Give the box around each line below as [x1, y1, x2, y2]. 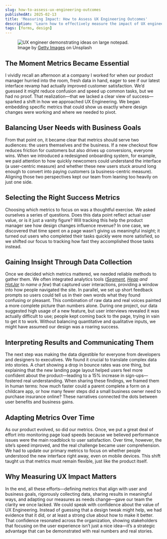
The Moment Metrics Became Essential [5, 59, 129, 68]
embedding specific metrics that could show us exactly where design [5, 104, 148, 110]
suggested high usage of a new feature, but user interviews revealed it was [5, 308, 160, 314]
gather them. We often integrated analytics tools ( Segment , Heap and [5, 276, 148, 282]
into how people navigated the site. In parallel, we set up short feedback [5, 287, 153, 293]
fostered [5, 378, 22, 384]
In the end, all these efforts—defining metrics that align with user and [5, 485, 147, 492]
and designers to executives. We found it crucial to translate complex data [5, 357, 157, 363]
